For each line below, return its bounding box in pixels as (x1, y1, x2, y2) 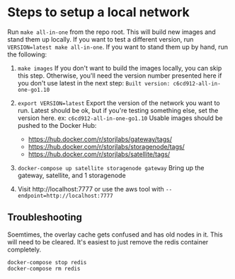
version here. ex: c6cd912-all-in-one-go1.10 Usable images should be (17, 114, 223, 122)
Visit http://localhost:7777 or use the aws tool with (17, 184, 164, 193)
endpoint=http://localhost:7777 (17, 192, 113, 199)
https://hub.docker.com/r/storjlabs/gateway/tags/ (28, 135, 172, 143)
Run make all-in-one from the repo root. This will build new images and (7, 28, 216, 36)
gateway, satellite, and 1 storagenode (17, 171, 126, 179)
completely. (7, 245, 42, 254)
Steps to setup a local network (7, 4, 190, 20)
